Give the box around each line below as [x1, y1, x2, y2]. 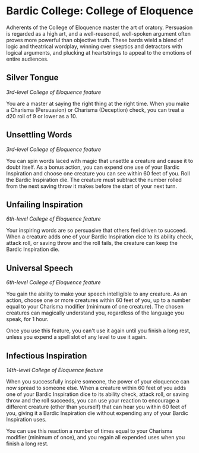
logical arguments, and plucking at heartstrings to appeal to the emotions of [6, 49, 192, 56]
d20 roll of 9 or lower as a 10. [6, 112, 78, 119]
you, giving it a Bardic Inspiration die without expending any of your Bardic [6, 410, 188, 417]
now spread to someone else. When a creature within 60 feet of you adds [6, 385, 187, 391]
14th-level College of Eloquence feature [6, 367, 103, 373]
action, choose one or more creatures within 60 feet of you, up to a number [6, 297, 191, 304]
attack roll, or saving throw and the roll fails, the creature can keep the [6, 240, 178, 247]
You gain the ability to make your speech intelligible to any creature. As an [6, 290, 187, 298]
